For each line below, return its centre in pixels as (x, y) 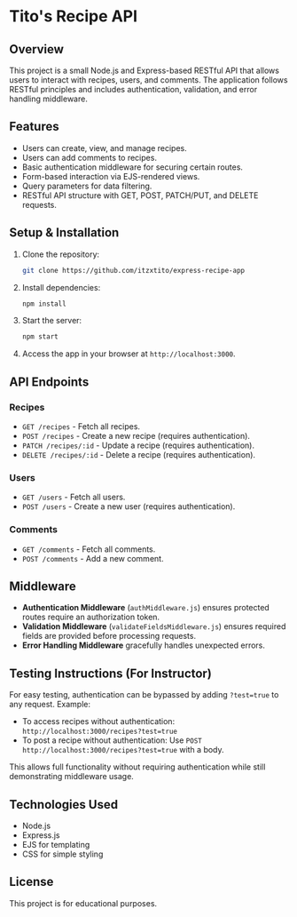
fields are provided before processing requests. (109, 636)
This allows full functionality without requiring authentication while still (137, 767)
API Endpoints (49, 382)
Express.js (41, 835)
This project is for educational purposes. (83, 903)
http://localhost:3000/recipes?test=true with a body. (123, 750)
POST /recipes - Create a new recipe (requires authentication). (136, 435)
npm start (40, 337)
